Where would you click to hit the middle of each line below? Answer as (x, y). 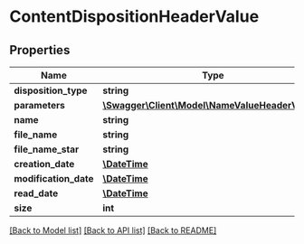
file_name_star (47, 149)
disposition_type (51, 90)
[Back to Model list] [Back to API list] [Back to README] (113, 230)
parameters (39, 105)
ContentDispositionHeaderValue (134, 17)
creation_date (44, 164)
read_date (36, 193)
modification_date (54, 178)
